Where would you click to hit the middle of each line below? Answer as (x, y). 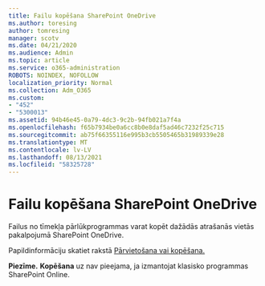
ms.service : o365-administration (64, 68)
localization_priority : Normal (61, 83)
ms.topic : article (39, 61)
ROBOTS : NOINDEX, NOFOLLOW (53, 75)
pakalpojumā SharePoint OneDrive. (66, 235)
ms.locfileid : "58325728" (51, 165)
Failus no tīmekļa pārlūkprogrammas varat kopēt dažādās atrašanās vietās (131, 227)
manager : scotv (34, 38)
